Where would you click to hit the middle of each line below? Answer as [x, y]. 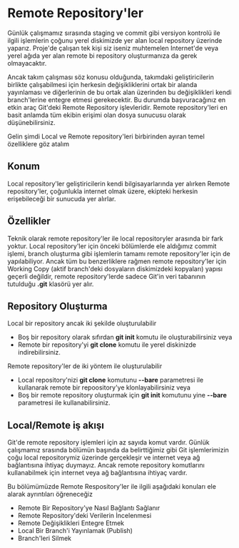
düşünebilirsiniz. [31, 122]
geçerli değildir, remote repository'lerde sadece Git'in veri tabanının [107, 276]
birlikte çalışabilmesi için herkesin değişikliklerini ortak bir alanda [102, 84]
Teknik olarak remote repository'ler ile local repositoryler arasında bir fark [115, 238]
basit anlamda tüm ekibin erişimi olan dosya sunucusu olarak [97, 115]
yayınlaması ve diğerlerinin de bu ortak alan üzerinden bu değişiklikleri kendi [119, 92]
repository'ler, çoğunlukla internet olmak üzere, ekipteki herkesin [103, 191]
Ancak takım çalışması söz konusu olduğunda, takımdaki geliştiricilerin [111, 77]
